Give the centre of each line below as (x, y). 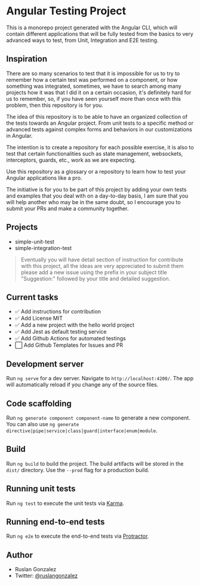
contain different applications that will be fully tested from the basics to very (100, 33)
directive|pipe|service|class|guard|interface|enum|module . (82, 430)
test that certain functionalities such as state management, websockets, (95, 153)
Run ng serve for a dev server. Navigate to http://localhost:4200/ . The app (100, 378)
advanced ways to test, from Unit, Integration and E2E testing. (82, 40)
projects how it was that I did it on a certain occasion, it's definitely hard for (99, 92)
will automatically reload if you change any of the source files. (82, 385)
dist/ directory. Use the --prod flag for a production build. (78, 470)
